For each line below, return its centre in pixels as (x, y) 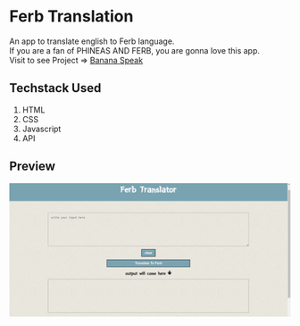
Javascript (42, 129)
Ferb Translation (71, 17)
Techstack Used (55, 88)
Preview (33, 167)
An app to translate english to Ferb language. (92, 41)
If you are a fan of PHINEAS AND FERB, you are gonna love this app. (135, 50)
